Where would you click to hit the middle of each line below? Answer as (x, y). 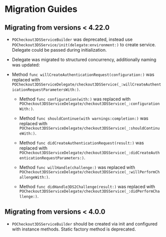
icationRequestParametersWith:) (45, 90)
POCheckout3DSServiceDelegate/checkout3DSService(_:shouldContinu (89, 128)
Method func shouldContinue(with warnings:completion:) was (84, 118)
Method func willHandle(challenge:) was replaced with (77, 167)
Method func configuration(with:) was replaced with (75, 99)
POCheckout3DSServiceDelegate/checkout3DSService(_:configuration (89, 104)
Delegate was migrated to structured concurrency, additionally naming (84, 60)
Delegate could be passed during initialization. (59, 50)
